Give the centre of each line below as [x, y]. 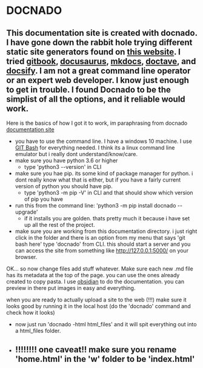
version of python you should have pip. [64, 186]
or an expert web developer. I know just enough [98, 80]
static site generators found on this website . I [93, 52]
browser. [26, 257]
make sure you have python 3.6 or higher [66, 160]
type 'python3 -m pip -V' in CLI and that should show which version [108, 192]
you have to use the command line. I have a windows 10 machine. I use [103, 141]
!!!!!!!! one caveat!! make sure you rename [96, 350]
